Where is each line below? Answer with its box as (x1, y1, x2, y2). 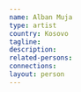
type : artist (9, 21, 57, 30)
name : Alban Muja (9, 12, 73, 22)
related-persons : (9, 53, 73, 62)
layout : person (9, 70, 65, 79)
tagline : (9, 37, 41, 46)
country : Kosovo (9, 29, 69, 38)
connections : (9, 62, 57, 71)
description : (9, 46, 57, 54)
